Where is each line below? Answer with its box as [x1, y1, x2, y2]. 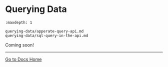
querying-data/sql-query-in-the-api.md [5, 33, 88, 38]
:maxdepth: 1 [5, 20, 32, 25]
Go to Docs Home [5, 56, 42, 62]
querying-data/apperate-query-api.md [5, 28, 84, 33]
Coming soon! [5, 41, 34, 48]
